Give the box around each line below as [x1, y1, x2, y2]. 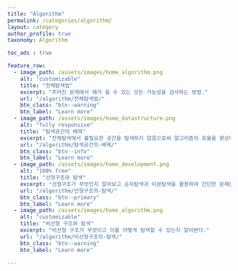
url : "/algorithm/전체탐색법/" [20, 95, 105, 103]
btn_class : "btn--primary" [20, 194, 100, 201]
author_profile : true [7, 30, 72, 38]
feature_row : [7, 62, 46, 69]
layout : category [7, 23, 59, 30]
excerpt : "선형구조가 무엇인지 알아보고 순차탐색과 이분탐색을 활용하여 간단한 [20, 180, 217, 188]
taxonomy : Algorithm [7, 37, 69, 44]
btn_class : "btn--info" [20, 148, 91, 155]
